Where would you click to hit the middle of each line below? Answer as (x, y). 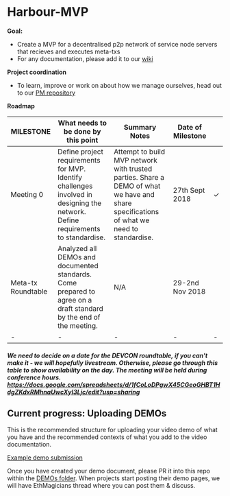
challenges (75, 186)
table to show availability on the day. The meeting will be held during (107, 370)
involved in (75, 194)
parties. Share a (139, 177)
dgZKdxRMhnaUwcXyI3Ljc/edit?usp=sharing (74, 392)
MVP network (136, 160)
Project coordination (37, 72)
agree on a (75, 300)
